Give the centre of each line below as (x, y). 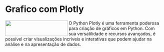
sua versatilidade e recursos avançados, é (112, 33)
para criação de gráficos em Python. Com (112, 28)
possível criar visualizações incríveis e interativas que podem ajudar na (78, 39)
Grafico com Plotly (44, 9)
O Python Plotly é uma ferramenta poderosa (114, 23)
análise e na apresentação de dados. (43, 44)
